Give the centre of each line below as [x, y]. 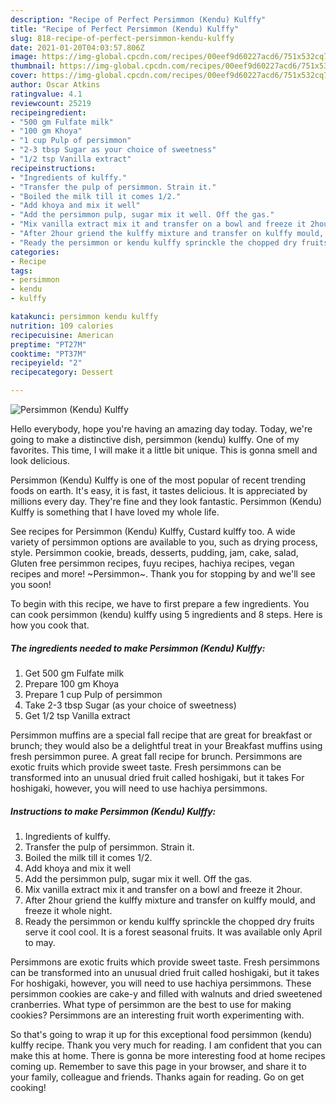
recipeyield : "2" [46, 363]
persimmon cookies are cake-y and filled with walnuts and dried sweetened [166, 993]
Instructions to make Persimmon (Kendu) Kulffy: [113, 811]
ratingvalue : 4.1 [46, 94]
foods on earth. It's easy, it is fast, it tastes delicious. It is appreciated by [159, 490]
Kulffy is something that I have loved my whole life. [115, 512]
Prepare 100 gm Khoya [72, 683]
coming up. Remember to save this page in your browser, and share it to [158, 1066]
